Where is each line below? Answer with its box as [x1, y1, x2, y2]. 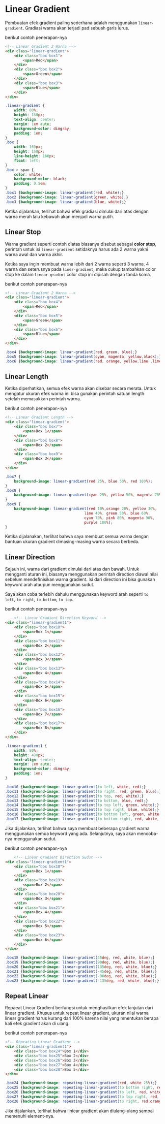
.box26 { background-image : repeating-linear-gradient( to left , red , [5, 1090, 148, 1095]
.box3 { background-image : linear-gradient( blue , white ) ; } [5, 199, 126, 204]
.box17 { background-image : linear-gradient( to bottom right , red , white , [5, 816, 160, 821]
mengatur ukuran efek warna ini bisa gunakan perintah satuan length [5, 390, 145, 397]
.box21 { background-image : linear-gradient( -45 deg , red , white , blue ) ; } [5, 969, 157, 974]
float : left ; [14, 158, 41, 163]
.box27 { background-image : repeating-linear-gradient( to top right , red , [5, 1094, 160, 1099]
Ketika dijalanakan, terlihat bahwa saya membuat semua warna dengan [5, 533, 149, 540]
